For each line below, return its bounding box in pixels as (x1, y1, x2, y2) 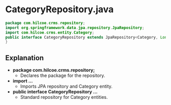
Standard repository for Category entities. (20, 94, 108, 100)
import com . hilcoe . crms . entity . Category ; (5, 30, 95, 35)
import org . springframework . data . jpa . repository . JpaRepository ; (5, 25, 145, 30)
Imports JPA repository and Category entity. (20, 83, 113, 90)
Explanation (5, 54, 44, 62)
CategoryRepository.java (5, 4, 114, 15)
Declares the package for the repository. (20, 72, 105, 78)
